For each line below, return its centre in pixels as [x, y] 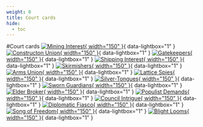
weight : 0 [19, 12]
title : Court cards [31, 18]
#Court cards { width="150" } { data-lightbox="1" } [91, 46]
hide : [13, 23]
